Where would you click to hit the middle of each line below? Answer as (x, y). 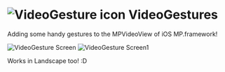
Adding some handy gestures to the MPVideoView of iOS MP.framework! (112, 34)
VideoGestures (173, 15)
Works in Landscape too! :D (47, 61)
